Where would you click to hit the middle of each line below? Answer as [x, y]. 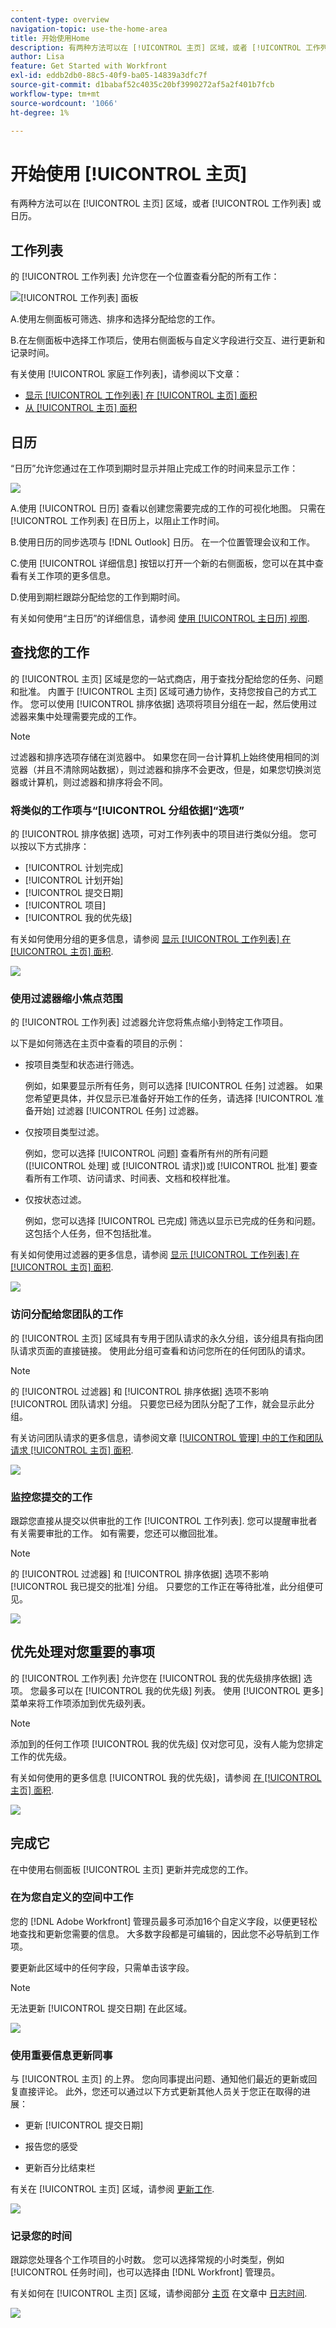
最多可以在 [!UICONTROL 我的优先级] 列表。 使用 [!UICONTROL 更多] [181, 1690]
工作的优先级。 [41, 1756]
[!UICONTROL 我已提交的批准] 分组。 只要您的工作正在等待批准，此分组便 [162, 1586]
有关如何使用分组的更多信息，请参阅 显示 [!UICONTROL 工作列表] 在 [151, 939]
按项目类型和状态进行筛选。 [82, 1065]
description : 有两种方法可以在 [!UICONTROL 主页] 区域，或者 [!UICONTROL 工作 [165, 47]
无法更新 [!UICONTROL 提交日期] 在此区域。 [101, 2008]
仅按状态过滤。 [55, 1200]
